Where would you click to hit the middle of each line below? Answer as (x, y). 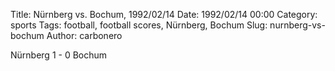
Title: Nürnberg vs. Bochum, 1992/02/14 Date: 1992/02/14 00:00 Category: (164, 14)
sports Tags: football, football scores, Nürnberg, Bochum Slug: (139, 25)
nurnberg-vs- (297, 25)
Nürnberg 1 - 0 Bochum (59, 55)
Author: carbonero (84, 35)
